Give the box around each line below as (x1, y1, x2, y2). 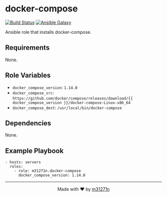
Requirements (5, 43, 50, 52)
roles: (9, 164, 23, 169)
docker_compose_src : (12, 90, 54, 96)
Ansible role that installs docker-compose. (5, 29, 92, 35)
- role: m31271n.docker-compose (14, 169, 81, 174)
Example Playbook (5, 146, 64, 155)
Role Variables (5, 71, 51, 80)
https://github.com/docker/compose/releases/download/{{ (12, 96, 133, 101)
